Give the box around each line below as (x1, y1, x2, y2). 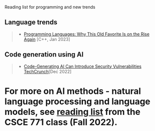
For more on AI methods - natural (4, 85, 141, 96)
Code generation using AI (4, 51, 84, 59)
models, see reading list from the (4, 106, 141, 117)
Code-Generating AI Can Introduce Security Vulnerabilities (23, 63, 142, 69)
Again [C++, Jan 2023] (23, 36, 70, 42)
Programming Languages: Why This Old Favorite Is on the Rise (23, 31, 150, 37)
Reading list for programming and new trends (4, 4, 96, 10)
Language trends (4, 18, 58, 26)
